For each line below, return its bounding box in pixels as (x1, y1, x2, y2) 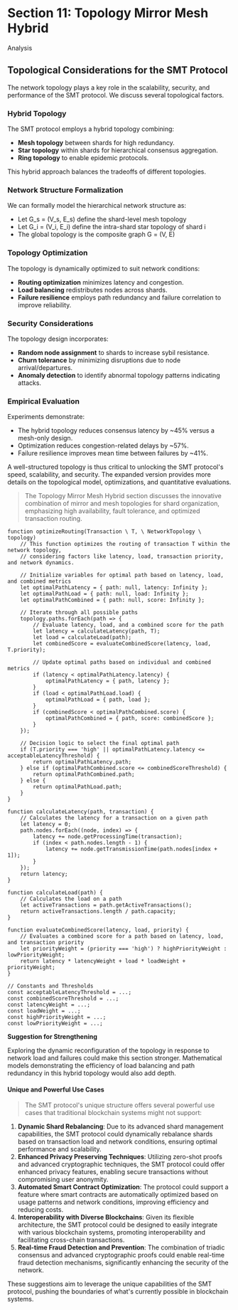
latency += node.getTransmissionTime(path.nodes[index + (45, 845, 218, 853)
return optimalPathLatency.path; (33, 759, 132, 766)
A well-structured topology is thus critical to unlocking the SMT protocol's (7, 463, 224, 471)
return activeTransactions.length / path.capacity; (20, 908, 176, 915)
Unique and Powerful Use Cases (7, 1085, 104, 1094)
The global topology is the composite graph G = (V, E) (17, 230, 175, 239)
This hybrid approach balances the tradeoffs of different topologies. (7, 167, 206, 176)
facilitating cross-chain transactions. (17, 1236, 125, 1245)
